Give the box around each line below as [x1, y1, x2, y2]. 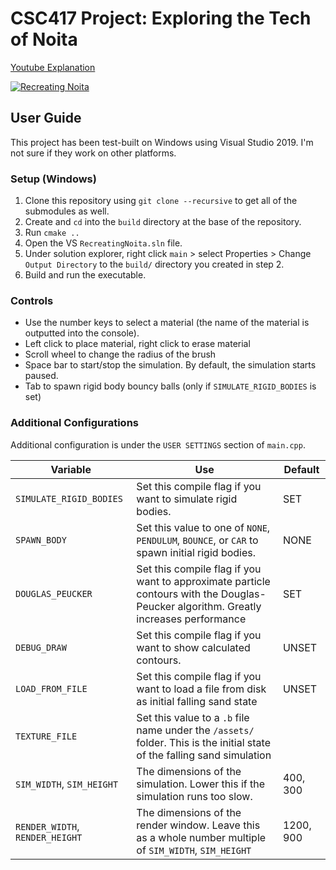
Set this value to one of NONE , [136, 520, 271, 534]
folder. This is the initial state [136, 735, 271, 749]
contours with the [136, 587, 219, 601]
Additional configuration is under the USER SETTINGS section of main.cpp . [10, 438, 306, 451]
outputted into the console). [24, 327, 140, 339]
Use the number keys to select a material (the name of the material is [24, 317, 310, 329]
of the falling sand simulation [136, 748, 272, 762]
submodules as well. [24, 205, 110, 217]
